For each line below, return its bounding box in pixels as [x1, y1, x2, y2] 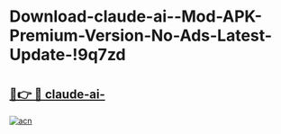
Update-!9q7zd [9, 45, 126, 65]
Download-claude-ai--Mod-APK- [9, 6, 263, 27]
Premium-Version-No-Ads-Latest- [9, 25, 273, 46]
